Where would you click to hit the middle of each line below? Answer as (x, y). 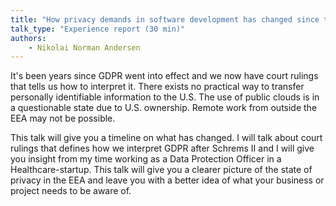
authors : (28, 38)
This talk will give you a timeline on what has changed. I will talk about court (166, 138)
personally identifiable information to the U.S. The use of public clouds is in (165, 97)
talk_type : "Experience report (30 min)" (98, 29)
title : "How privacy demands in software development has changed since (165, 19)
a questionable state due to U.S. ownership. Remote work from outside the (164, 108)
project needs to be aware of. (71, 191)
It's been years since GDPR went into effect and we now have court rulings (164, 76)
